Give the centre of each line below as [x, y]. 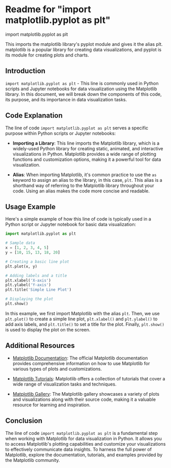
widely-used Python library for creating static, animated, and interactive [88, 148]
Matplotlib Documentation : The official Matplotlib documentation [80, 358]
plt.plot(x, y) [21, 266]
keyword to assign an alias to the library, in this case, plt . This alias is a [88, 180]
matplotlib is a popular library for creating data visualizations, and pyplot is [83, 49]
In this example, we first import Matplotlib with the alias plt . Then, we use [82, 313]
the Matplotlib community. [33, 460]
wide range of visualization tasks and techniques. [65, 384]
